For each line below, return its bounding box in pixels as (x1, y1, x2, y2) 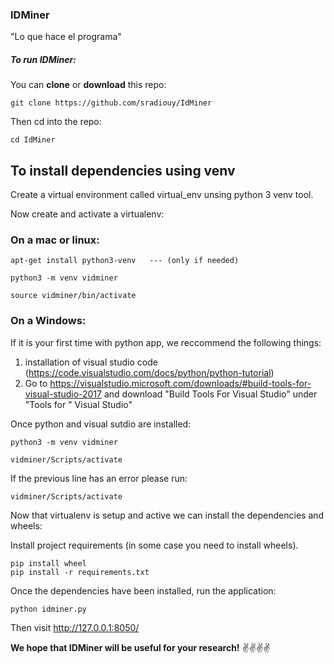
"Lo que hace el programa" (10, 31, 122, 43)
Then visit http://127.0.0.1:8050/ (10, 621, 140, 633)
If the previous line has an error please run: (10, 472, 188, 484)
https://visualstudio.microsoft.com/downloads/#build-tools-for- (49, 377, 312, 389)
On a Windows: (10, 314, 87, 328)
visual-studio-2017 (24, 388, 102, 400)
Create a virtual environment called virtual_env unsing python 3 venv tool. (10, 189, 314, 201)
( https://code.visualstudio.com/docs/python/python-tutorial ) (24, 366, 275, 378)
